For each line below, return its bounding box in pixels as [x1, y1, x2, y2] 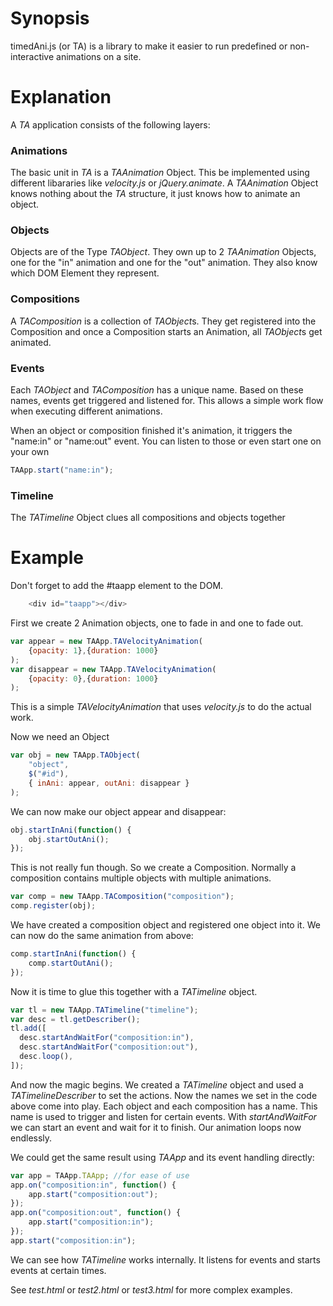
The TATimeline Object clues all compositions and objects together [10, 512, 286, 524]
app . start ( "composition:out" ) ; [28, 1189, 159, 1199]
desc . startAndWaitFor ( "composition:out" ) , [19, 1042, 199, 1052]
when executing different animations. [10, 405, 163, 417]
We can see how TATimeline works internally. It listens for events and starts [10, 1253, 321, 1266]
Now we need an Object [10, 731, 110, 743]
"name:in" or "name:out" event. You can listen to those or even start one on [10, 435, 322, 447]
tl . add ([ [10, 1023, 47, 1034]
